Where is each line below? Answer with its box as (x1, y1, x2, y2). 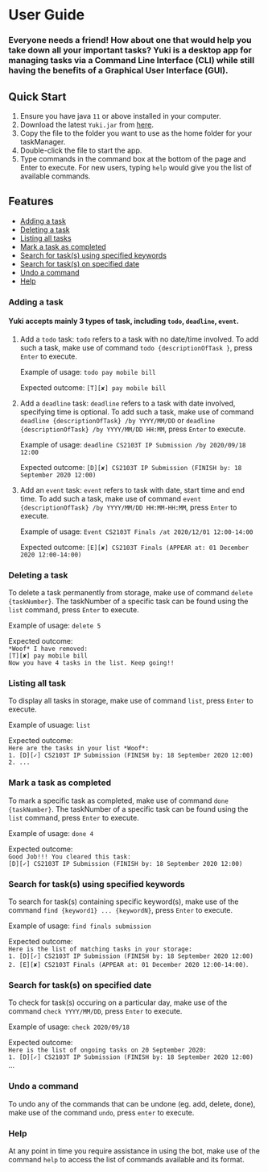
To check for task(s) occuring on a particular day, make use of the (8, 998, 228, 1007)
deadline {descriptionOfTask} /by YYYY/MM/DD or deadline (19, 415, 216, 425)
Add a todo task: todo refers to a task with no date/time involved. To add (19, 334, 259, 344)
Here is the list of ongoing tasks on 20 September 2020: (8, 1046, 207, 1055)
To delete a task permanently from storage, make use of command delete (8, 588, 254, 598)
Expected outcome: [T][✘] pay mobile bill (19, 382, 167, 393)
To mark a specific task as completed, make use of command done (8, 796, 229, 805)
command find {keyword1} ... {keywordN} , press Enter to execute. (8, 905, 233, 915)
